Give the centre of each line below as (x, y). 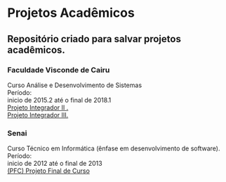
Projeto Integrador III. (38, 115)
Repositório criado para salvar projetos (94, 39)
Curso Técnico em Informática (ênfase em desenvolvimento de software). (114, 148)
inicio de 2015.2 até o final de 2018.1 (59, 100)
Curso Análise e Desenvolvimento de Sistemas (75, 85)
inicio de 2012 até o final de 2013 (55, 164)
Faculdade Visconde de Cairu (59, 70)
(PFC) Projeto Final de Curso (48, 171)
